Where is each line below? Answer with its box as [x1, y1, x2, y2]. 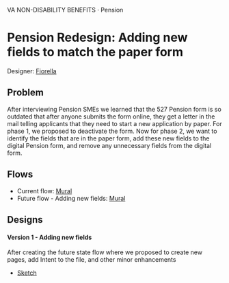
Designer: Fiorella [7, 66, 57, 75]
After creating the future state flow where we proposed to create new [7, 248, 203, 256]
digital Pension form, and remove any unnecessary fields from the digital [7, 141, 212, 149]
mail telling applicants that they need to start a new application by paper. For [7, 119, 222, 127]
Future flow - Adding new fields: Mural [16, 194, 126, 202]
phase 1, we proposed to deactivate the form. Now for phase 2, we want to [7, 127, 217, 135]
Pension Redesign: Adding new [7, 30, 188, 45]
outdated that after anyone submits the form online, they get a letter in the [7, 112, 215, 121]
